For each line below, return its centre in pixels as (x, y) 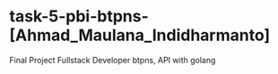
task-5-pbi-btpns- (79, 16)
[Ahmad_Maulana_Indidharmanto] (140, 35)
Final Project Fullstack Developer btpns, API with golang (113, 60)
